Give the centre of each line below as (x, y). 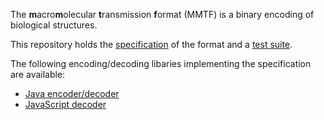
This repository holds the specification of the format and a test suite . (151, 44)
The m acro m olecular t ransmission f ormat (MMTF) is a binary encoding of (162, 14)
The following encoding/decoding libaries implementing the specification (161, 63)
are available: (38, 74)
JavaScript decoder (65, 104)
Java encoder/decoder (72, 93)
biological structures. (54, 25)
